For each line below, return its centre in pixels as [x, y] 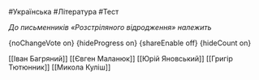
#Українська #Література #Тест [64, 12]
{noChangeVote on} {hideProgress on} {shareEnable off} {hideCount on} [130, 43]
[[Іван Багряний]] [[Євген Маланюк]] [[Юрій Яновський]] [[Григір [121, 59]
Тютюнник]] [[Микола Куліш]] [60, 67]
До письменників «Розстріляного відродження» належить [110, 27]
